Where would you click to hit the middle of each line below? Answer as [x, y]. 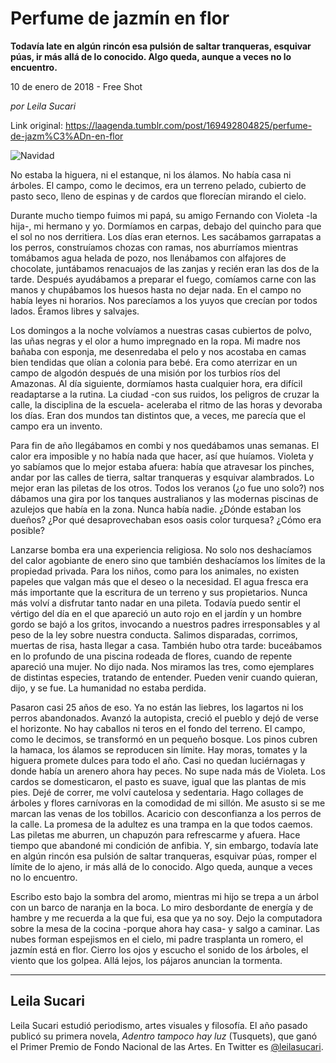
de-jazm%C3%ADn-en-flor [67, 136]
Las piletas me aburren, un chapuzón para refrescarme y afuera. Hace [155, 834]
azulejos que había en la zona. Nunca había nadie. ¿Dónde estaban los [156, 509]
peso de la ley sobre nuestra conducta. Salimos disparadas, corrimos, [154, 634]
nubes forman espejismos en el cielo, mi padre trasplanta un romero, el [157, 939]
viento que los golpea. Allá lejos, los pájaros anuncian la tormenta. [146, 960]
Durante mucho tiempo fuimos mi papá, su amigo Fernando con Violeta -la [164, 215]
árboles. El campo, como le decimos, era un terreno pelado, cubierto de [158, 185]
